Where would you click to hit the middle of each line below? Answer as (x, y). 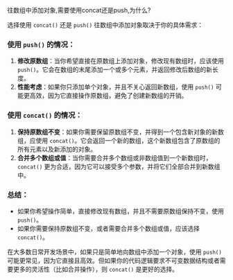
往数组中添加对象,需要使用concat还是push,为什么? (79, 10)
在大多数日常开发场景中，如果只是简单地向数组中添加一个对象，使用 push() (114, 252)
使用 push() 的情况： (41, 44)
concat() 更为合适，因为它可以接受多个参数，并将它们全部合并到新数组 (119, 166)
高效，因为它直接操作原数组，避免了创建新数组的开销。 (109, 96)
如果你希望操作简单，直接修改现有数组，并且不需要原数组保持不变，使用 (120, 211)
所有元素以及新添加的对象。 (57, 149)
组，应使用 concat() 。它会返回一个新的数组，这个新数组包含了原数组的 (119, 140)
